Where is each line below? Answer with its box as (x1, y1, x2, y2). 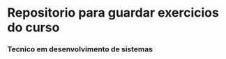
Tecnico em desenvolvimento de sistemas (7, 44, 153, 54)
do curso (7, 19, 60, 35)
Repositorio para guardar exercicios (7, 5, 220, 21)
